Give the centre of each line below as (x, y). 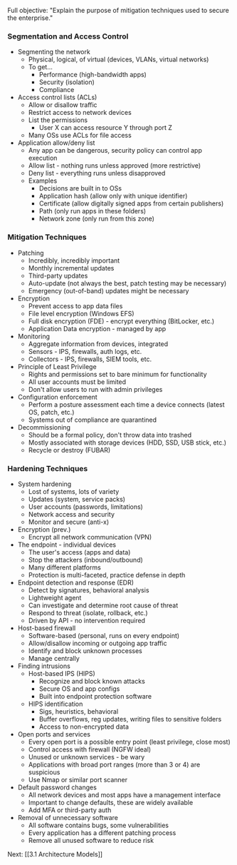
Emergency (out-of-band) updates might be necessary (109, 290)
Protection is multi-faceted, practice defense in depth (107, 575)
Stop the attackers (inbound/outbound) (86, 560)
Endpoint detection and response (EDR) (75, 582)
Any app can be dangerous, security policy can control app (115, 151)
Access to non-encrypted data (84, 727)
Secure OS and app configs (79, 689)
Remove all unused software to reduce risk (91, 840)
